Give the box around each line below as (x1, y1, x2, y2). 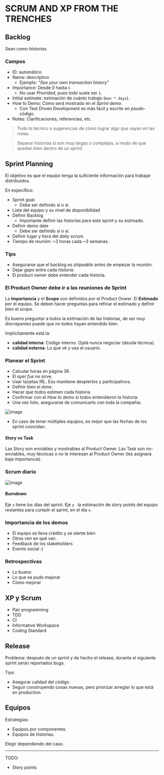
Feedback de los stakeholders (12, 541, 73, 546)
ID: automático (12, 69, 42, 75)
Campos (5, 58, 26, 65)
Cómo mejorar (12, 580, 41, 585)
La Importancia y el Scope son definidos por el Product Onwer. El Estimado (5, 295, 159, 301)
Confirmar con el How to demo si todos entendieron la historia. (12, 394, 139, 400)
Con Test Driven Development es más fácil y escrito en (19, 106, 130, 112)
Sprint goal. (12, 197, 36, 203)
